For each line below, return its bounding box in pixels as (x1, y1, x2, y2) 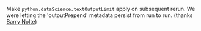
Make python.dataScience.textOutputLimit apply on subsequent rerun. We (6, 5, 196, 12)
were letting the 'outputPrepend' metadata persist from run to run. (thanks (6, 12, 193, 19)
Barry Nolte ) (6, 18, 37, 25)
